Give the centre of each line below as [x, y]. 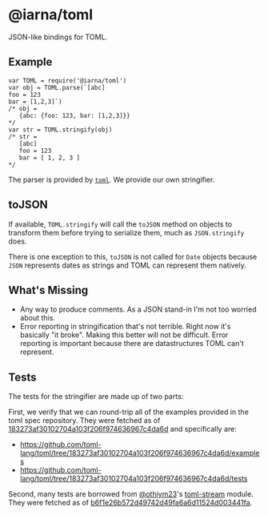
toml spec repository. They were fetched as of [84, 420]
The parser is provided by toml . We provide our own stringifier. [112, 179]
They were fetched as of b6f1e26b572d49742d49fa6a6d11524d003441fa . [130, 503]
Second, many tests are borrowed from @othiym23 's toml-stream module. [131, 494]
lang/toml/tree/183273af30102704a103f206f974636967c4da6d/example [140, 453]
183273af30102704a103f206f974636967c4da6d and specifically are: [123, 429]
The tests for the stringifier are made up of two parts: [96, 396]
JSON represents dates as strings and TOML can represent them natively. [127, 265]
